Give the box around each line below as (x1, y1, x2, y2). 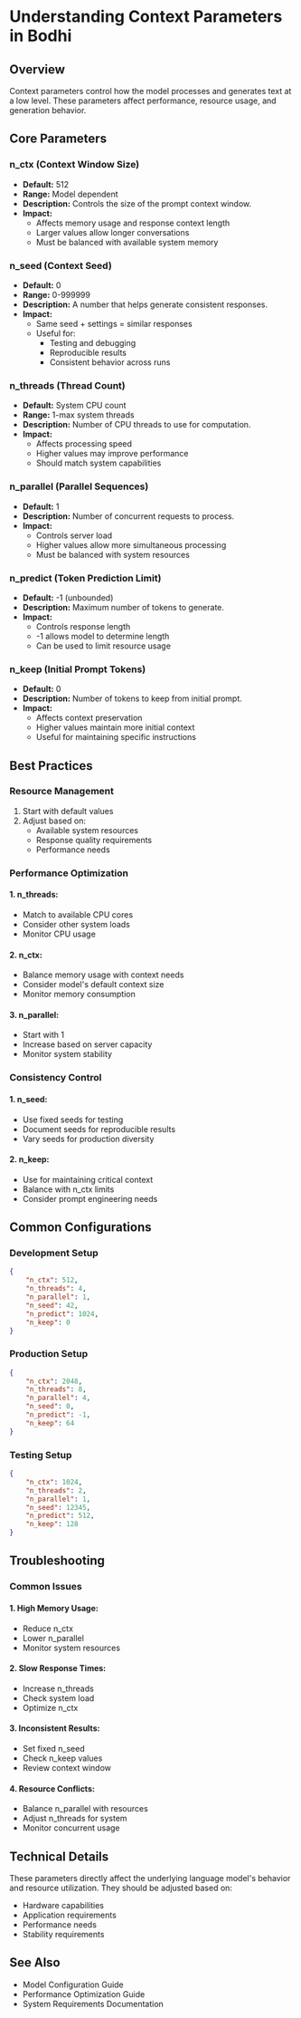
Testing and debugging (49, 337, 136, 348)
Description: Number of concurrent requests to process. (22, 510, 235, 522)
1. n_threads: (9, 889, 59, 900)
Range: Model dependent (22, 188, 119, 199)
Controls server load (35, 530, 113, 541)
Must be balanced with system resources (35, 549, 190, 560)
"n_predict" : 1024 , (25, 1309, 99, 1319)
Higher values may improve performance (35, 448, 189, 459)
